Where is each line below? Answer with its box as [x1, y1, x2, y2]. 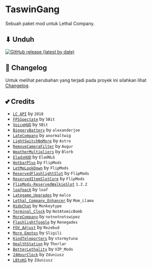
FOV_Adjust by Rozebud [12, 224, 60, 230]
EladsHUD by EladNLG [12, 154, 55, 160]
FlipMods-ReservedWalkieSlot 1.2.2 [12, 182, 88, 187]
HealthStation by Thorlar [12, 240, 67, 247]
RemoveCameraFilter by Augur [12, 143, 73, 149]
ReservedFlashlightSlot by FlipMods [12, 170, 89, 176]
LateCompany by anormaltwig [12, 132, 71, 139]
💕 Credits [5, 97, 35, 105]
